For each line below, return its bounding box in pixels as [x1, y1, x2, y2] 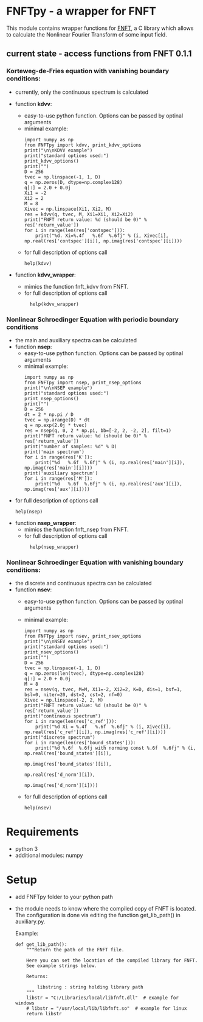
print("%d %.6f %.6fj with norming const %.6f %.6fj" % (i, [35, 745, 196, 752]
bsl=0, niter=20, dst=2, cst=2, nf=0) [24, 692, 123, 698]
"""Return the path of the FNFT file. [26, 947, 125, 953]
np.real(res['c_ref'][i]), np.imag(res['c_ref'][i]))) [24, 729, 166, 735]
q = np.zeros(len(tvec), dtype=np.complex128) [24, 671, 145, 677]
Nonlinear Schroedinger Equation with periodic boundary [6, 315, 179, 323]
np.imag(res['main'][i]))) [24, 465, 93, 471]
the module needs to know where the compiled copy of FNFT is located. [15, 905, 196, 912]
